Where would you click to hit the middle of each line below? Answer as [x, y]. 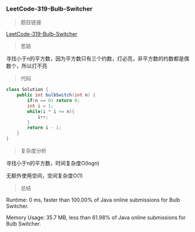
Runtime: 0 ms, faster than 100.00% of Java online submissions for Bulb [93, 200]
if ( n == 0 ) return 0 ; [54, 101]
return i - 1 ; [44, 128]
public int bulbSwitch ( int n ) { [56, 95]
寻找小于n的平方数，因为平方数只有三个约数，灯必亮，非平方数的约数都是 [95, 59]
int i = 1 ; [41, 106]
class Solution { [27, 90]
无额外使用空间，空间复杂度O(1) [45, 176]
